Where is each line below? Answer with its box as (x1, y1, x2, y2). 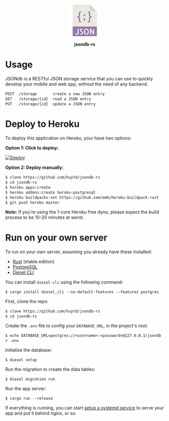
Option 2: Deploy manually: (5, 164, 64, 170)
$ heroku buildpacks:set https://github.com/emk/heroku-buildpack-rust (5, 195, 159, 200)
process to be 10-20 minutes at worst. (5, 214, 84, 220)
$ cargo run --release (5, 396, 53, 401)
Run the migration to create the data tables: (5, 366, 95, 372)
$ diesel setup (5, 357, 37, 362)
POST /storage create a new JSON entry (5, 91, 105, 97)
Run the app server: (5, 385, 46, 391)
